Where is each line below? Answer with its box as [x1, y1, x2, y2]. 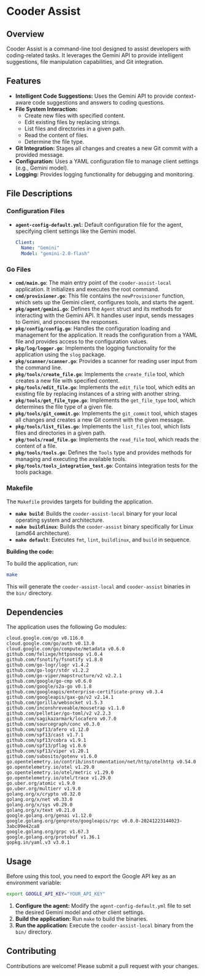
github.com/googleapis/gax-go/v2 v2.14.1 [6, 695, 114, 701]
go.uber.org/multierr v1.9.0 [6, 785, 81, 792]
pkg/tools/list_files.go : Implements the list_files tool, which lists [15, 423, 191, 430]
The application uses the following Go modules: [6, 623, 127, 631]
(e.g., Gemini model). [15, 164, 69, 171]
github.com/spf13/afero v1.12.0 [6, 726, 89, 733]
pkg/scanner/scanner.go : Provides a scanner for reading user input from [15, 358, 198, 365]
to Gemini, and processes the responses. [15, 318, 120, 326]
